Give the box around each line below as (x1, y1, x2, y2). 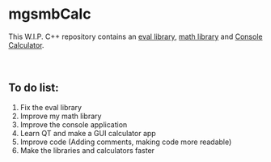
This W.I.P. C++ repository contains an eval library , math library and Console (8, 32, 263, 41)
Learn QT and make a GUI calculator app (19, 128, 156, 138)
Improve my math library (19, 111, 102, 121)
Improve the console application (19, 119, 128, 130)
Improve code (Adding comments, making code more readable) (19, 137, 232, 147)
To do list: (8, 81, 59, 95)
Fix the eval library (19, 102, 83, 112)
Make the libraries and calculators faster (19, 145, 155, 155)
